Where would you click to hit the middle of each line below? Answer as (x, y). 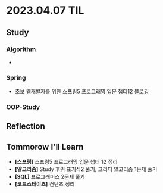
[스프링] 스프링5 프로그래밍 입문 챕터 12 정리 (66, 162)
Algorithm (21, 49)
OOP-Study (23, 107)
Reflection (26, 127)
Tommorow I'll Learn (45, 147)
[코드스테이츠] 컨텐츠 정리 (45, 184)
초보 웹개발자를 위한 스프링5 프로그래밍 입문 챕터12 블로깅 (82, 91)
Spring (16, 77)
